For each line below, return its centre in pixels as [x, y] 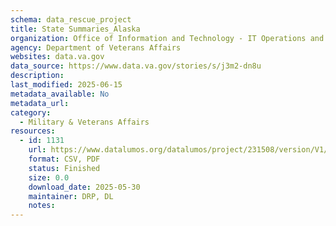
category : [31, 112]
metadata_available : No [60, 94]
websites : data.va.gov [57, 57]
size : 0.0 [49, 177]
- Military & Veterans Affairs [84, 122]
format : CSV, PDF [64, 159]
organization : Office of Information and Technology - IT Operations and [167, 38]
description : [37, 76]
